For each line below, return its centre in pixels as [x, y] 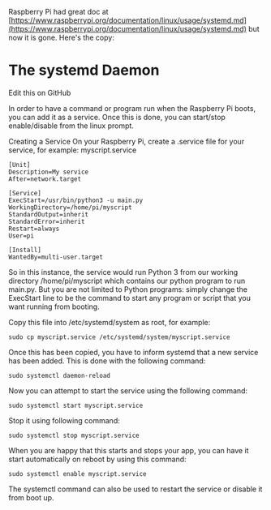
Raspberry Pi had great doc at [58, 12]
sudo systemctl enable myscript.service [78, 474]
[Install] [25, 250]
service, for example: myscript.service [73, 150]
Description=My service [49, 172]
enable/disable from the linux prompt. [71, 126]
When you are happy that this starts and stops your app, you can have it [129, 450]
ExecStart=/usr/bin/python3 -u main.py [76, 200]
